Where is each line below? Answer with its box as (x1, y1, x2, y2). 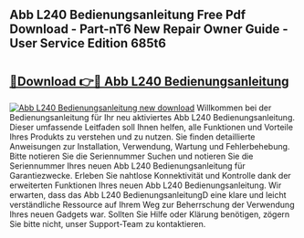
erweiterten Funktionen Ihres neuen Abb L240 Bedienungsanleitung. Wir (9, 180, 282, 191)
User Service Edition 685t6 (9, 36, 167, 51)
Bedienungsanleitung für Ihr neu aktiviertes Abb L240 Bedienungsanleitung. (9, 112, 295, 122)
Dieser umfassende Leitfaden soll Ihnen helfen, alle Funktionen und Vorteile (9, 122, 294, 132)
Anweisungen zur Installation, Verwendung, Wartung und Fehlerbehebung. (9, 141, 290, 151)
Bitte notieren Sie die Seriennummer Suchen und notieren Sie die (9, 150, 254, 161)
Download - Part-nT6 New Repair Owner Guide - (9, 22, 288, 37)
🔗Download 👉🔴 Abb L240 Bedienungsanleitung (9, 73, 289, 89)
